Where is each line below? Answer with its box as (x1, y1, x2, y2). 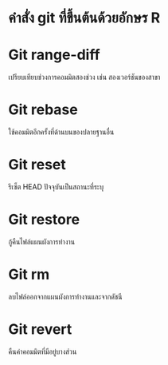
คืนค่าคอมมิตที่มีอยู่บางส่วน (8, 347, 77, 356)
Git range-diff (8, 46, 101, 64)
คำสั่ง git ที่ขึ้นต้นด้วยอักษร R (8, 9, 161, 27)
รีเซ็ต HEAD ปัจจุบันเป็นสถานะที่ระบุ (8, 182, 104, 192)
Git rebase (8, 101, 78, 119)
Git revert (8, 320, 72, 339)
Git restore (8, 211, 80, 228)
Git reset (8, 156, 66, 174)
